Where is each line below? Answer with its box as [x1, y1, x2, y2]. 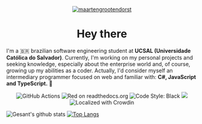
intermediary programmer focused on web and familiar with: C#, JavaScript [6, 73, 196, 80]
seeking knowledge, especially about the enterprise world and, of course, [6, 60, 190, 67]
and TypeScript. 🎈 [6, 80, 53, 87]
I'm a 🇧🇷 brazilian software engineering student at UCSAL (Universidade [6, 47, 191, 54]
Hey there [76, 27, 127, 41]
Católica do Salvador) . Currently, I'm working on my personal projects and [6, 53, 193, 61]
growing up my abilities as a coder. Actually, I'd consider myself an [6, 67, 173, 74]
